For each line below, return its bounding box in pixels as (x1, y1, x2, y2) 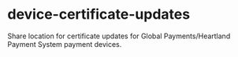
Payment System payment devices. (7, 39, 122, 48)
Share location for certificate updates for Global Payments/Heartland (7, 31, 231, 41)
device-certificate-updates (7, 5, 191, 23)
